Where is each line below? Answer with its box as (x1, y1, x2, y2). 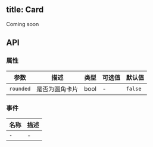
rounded (9, 85, 31, 92)
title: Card (6, 5, 44, 15)
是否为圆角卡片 (36, 85, 79, 93)
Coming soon (6, 20, 39, 27)
